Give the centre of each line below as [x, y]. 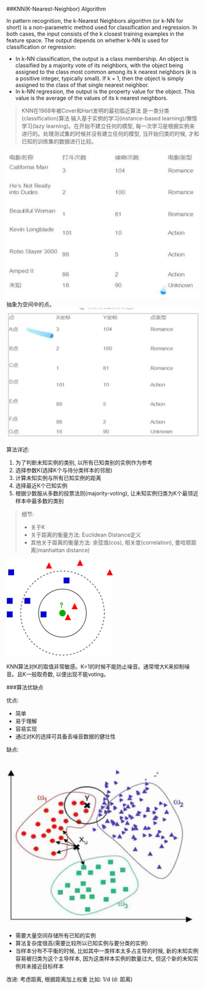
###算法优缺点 [25, 687]
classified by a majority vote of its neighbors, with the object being [99, 65]
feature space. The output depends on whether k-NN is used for [88, 40]
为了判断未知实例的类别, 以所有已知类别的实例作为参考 [84, 462]
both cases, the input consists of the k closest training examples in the [95, 34]
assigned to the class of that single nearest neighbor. [82, 85]
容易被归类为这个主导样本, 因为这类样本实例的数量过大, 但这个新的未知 [104, 959]
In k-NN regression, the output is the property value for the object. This [105, 91]
